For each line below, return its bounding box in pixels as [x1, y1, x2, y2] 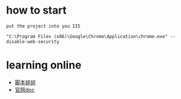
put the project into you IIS [6, 23, 81, 29]
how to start [6, 4, 67, 17]
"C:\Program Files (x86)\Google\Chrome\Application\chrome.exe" [6, 33, 168, 39]
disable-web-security [6, 39, 60, 44]
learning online [6, 59, 82, 72]
